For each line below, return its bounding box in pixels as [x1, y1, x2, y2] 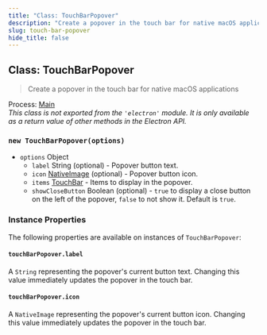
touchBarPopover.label [8, 251, 83, 259]
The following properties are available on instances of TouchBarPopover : [8, 232, 242, 242]
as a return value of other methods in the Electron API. [8, 117, 187, 126]
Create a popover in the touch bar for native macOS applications [27, 84, 239, 94]
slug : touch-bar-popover [8, 26, 91, 34]
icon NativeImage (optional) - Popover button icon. [31, 169, 199, 179]
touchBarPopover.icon [8, 293, 80, 302]
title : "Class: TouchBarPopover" [8, 11, 119, 20]
